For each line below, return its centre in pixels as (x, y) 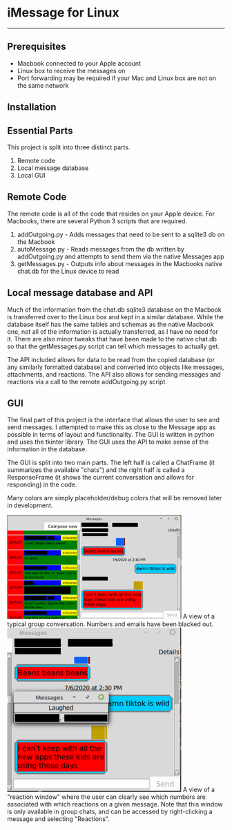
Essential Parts (40, 130)
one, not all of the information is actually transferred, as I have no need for (113, 331)
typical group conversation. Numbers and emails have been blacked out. (110, 624)
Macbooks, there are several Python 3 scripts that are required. (97, 221)
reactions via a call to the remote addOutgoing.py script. (87, 381)
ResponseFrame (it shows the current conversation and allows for (101, 478)
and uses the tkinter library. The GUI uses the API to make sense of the (108, 442)
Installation (32, 107)
